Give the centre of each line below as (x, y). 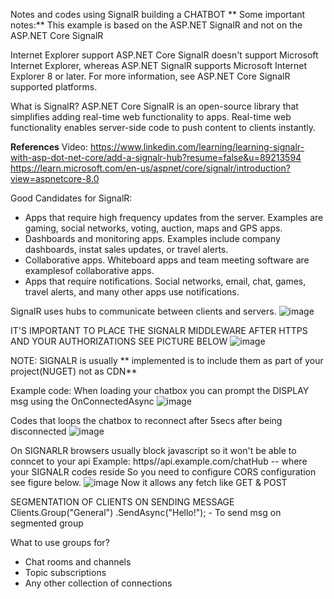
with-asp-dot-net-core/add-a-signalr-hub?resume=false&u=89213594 (156, 157)
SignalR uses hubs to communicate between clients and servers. (143, 311)
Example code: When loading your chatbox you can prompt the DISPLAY (160, 390)
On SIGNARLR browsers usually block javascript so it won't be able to (153, 450)
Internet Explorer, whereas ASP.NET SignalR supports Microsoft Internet (159, 65)
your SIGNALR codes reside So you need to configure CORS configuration (163, 472)
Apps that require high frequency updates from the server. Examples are (174, 217)
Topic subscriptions (65, 572)
